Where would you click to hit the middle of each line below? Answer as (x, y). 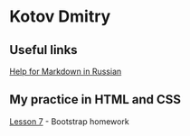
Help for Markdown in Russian (66, 71)
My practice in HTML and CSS (95, 100)
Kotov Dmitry (60, 17)
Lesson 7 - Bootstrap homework (69, 121)
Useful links (44, 50)
